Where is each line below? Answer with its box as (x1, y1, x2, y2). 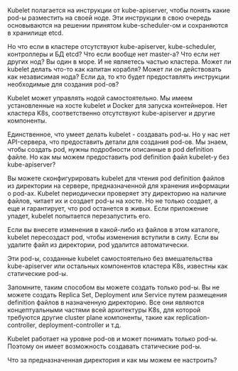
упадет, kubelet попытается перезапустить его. (7, 212, 151, 220)
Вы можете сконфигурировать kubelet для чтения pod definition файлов (7, 174, 225, 182)
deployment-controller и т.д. (38, 321, 121, 329)
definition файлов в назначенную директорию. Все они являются (7, 298, 205, 306)
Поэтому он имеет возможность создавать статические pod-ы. (7, 342, 202, 350)
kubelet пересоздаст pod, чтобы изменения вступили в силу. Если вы (7, 233, 219, 241)
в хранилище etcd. (7, 28, 64, 37)
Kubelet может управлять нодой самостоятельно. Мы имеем (7, 94, 193, 102)
